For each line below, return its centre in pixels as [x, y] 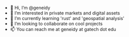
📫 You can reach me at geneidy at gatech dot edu [63, 29]
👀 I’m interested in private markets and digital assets [65, 13]
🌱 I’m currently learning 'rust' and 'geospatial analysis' [67, 18]
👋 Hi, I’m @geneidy [30, 8]
